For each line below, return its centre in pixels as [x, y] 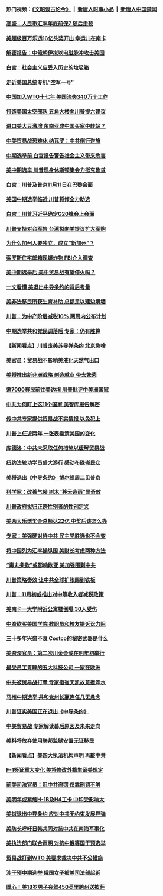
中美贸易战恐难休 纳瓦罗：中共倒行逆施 [53, 140]
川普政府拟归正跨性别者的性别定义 [48, 506]
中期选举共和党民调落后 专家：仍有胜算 [53, 331]
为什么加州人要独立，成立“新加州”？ [50, 243]
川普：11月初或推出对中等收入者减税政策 [55, 594]
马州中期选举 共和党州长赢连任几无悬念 [53, 697]
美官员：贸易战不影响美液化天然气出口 [53, 360]
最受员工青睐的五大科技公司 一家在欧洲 [53, 668]
